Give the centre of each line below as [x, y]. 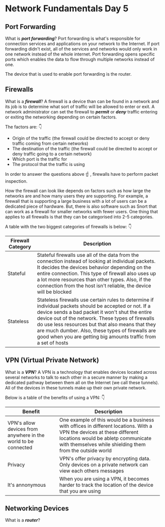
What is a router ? [23, 520]
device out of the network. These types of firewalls [96, 318]
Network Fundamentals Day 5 [67, 9]
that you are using [80, 491]
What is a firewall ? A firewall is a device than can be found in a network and [82, 101]
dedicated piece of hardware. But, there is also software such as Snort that [81, 206]
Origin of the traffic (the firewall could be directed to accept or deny [81, 138]
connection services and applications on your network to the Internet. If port [82, 44]
